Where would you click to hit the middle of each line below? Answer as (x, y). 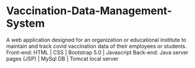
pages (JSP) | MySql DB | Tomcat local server (62, 59)
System (26, 23)
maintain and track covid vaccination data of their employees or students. (97, 46)
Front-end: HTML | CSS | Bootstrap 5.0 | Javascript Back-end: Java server (97, 52)
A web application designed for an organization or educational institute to (96, 40)
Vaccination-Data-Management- (89, 11)
